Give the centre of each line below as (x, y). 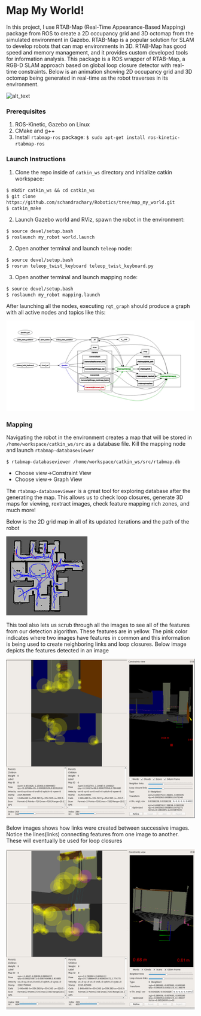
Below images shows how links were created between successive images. (98, 828)
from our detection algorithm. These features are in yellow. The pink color (97, 631)
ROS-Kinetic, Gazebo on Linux (52, 125)
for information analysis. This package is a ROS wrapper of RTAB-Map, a (96, 59)
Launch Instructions (36, 159)
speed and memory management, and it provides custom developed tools (97, 52)
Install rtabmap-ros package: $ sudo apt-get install (80, 137)
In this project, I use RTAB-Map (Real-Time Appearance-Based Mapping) (96, 27)
